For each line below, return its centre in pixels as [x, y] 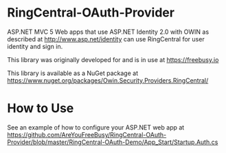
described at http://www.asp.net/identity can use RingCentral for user [106, 39]
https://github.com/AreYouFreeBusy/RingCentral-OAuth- [87, 134]
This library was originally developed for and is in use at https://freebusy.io [113, 59]
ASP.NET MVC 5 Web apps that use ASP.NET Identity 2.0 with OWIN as [108, 32]
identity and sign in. [35, 46]
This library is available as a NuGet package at [73, 73]
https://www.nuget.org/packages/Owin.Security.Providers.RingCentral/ [108, 80]
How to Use [41, 109]
